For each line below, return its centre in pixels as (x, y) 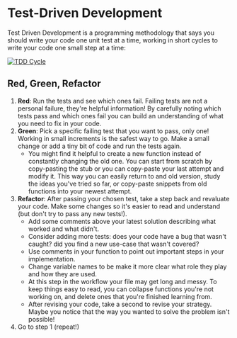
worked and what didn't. (64, 229)
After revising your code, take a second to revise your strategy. (120, 304)
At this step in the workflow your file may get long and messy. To (122, 281)
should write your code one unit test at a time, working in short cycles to (112, 40)
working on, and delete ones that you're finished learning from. (120, 296)
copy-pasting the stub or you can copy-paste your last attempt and (126, 169)
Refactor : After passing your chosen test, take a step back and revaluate (123, 198)
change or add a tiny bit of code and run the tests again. (99, 146)
